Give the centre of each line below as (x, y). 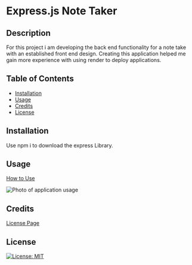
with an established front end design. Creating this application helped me (96, 54)
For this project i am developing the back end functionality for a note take (96, 47)
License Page (23, 223)
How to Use (21, 178)
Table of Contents (40, 79)
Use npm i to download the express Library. (60, 145)
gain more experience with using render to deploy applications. (84, 60)
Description (28, 33)
